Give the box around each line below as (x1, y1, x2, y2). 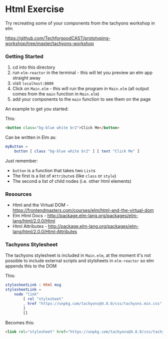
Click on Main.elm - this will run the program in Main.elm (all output (12, 86, 149, 92)
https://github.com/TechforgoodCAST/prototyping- (5, 35, 111, 41)
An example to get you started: (5, 106, 69, 112)
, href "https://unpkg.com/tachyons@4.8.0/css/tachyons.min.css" (23, 301, 162, 306)
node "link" (14, 292, 39, 297)
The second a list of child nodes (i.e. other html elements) (12, 178, 131, 184)
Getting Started (5, 53, 43, 60)
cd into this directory (12, 64, 55, 71)
